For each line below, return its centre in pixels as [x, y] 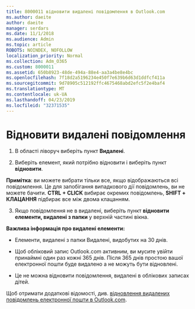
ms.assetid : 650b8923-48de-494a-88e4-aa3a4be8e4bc [70, 72]
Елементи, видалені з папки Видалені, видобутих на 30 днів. [91, 240]
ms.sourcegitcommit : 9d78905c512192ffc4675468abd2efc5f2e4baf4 [86, 84]
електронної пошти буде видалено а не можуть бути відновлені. [96, 264]
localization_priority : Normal [45, 56]
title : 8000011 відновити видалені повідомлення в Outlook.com [86, 12]
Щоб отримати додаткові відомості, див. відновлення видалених [88, 294]
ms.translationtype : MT [35, 89]
